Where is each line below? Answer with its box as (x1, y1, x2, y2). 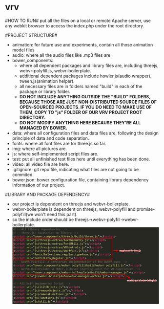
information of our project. (12, 182, 65, 188)
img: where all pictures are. (12, 146, 67, 152)
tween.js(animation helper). (19, 78, 75, 84)
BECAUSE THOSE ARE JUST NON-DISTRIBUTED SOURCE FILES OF (19, 99, 157, 105)
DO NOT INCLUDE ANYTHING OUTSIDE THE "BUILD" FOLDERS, (19, 93, 150, 99)
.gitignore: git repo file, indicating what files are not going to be (12, 166, 139, 172)
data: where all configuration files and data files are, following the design (12, 130, 159, 136)
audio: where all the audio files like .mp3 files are (12, 52, 111, 58)
